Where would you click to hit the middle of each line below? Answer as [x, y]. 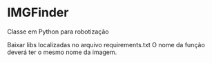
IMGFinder [38, 13]
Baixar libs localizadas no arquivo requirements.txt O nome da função [106, 45]
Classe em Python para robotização [58, 32]
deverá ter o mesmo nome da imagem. [62, 52]
